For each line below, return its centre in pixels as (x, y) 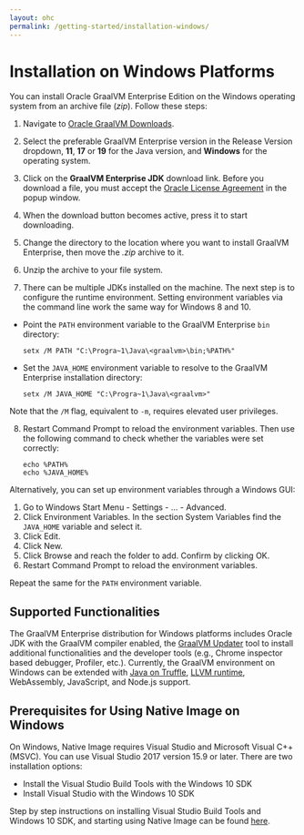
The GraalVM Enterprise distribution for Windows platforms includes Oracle (151, 634)
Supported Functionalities (85, 611)
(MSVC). (25, 757)
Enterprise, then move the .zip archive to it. (103, 252)
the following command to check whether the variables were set (143, 439)
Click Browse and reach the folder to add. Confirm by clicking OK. (146, 555)
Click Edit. (41, 536)
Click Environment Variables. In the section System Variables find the (152, 517)
